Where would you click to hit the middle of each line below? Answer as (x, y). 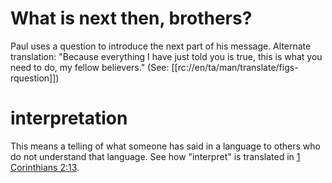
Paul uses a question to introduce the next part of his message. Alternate (161, 46)
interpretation (69, 118)
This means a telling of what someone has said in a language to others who (165, 146)
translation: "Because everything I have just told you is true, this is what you (166, 56)
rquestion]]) (35, 78)
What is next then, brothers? (131, 18)
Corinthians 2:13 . (45, 167)
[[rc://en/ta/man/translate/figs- (235, 67)
